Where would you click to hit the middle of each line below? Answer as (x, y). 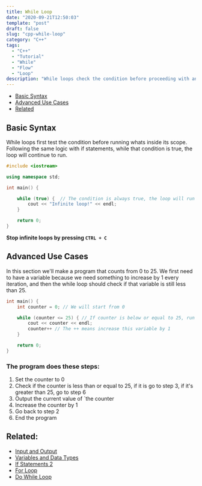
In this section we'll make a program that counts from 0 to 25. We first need (99, 271)
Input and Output (36, 451)
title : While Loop (29, 12)
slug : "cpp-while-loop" (36, 34)
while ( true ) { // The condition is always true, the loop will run (106, 198)
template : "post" (28, 23)
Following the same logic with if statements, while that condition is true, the (99, 149)
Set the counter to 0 (40, 380)
